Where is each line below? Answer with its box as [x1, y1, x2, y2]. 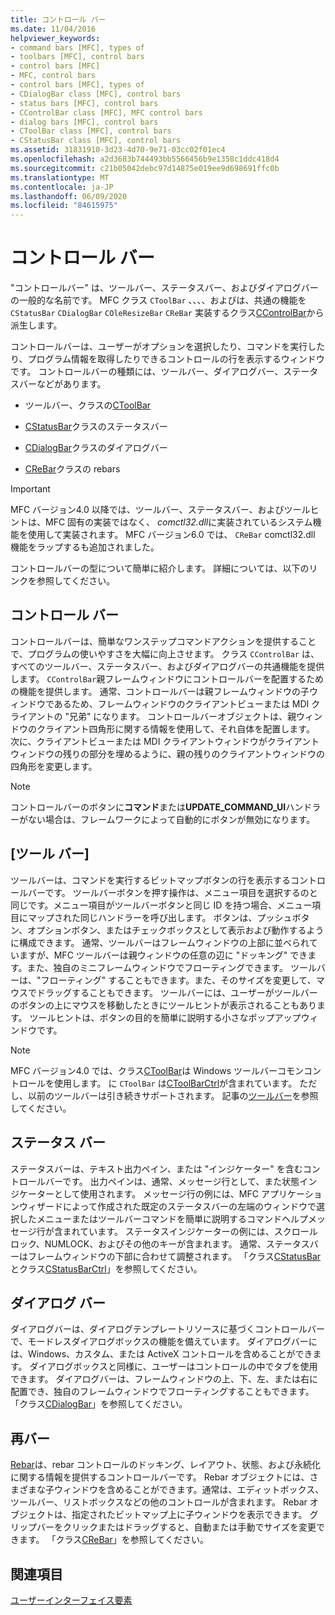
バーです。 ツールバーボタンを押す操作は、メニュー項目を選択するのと [27, 886, 318, 898]
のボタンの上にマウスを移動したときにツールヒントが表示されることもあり [10, 999, 317, 1011]
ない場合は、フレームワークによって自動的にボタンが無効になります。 [27, 813, 316, 825]
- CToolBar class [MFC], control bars [10, 126, 172, 136]
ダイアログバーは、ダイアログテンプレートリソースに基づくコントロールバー [10, 1323, 325, 1335]
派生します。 [10, 319, 63, 331]
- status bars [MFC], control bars [10, 98, 159, 108]
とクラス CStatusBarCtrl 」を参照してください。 [10, 1262, 203, 1275]
